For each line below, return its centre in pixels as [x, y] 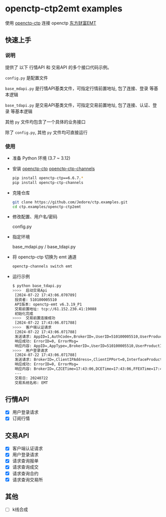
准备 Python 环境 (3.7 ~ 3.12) [41, 158]
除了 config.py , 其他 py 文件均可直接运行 [46, 132]
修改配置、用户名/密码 [35, 217]
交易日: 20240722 [31, 378]
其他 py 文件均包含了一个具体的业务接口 [45, 121]
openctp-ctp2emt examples [64, 9]
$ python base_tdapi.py [37, 286]
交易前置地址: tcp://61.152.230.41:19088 [56, 309]
